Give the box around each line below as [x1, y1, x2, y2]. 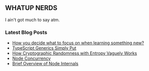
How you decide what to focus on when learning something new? [12, 40, 144, 46]
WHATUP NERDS [5, 4, 58, 12]
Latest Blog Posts [5, 29, 47, 35]
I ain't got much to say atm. [5, 17, 60, 22]
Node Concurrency [12, 55, 51, 61]
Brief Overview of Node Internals [12, 61, 79, 67]
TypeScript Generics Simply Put [12, 45, 77, 51]
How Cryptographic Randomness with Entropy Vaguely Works [12, 51, 137, 56]
